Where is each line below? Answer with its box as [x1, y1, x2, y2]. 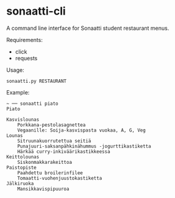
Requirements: [6, 36, 43, 43]
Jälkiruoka [6, 180, 34, 186]
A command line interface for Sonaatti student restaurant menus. [6, 24, 170, 32]
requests [15, 54, 38, 62]
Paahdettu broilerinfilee [17, 169, 84, 176]
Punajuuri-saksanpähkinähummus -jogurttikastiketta [17, 143, 151, 149]
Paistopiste [6, 164, 37, 171]
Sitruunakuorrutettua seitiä [17, 138, 91, 144]
